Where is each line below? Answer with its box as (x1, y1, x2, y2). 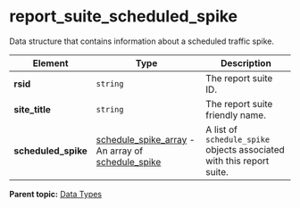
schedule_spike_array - (96, 133, 196, 146)
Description (220, 56, 272, 69)
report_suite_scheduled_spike (9, 6, 238, 27)
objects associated (204, 143, 286, 155)
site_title (13, 103, 52, 115)
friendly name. (204, 109, 266, 121)
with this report (204, 154, 270, 167)
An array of (96, 145, 144, 157)
